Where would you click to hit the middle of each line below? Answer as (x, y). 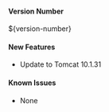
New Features (32, 47)
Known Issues (32, 83)
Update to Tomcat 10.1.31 (60, 64)
